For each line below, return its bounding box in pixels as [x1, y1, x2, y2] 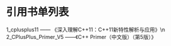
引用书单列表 [6, 5, 70, 19]
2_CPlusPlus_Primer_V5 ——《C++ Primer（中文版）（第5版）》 [6, 33, 157, 40]
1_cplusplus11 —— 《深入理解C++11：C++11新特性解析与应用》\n [6, 26, 166, 33]
